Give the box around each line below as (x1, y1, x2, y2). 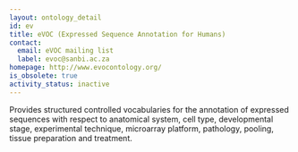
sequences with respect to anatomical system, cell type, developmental (9, 114, 274, 124)
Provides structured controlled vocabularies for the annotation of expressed (9, 104, 289, 114)
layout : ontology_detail (9, 13, 102, 22)
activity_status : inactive (9, 80, 110, 89)
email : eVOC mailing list (17, 46, 115, 55)
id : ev (9, 21, 34, 30)
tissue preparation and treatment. (9, 132, 132, 143)
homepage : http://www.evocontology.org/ (9, 63, 163, 72)
